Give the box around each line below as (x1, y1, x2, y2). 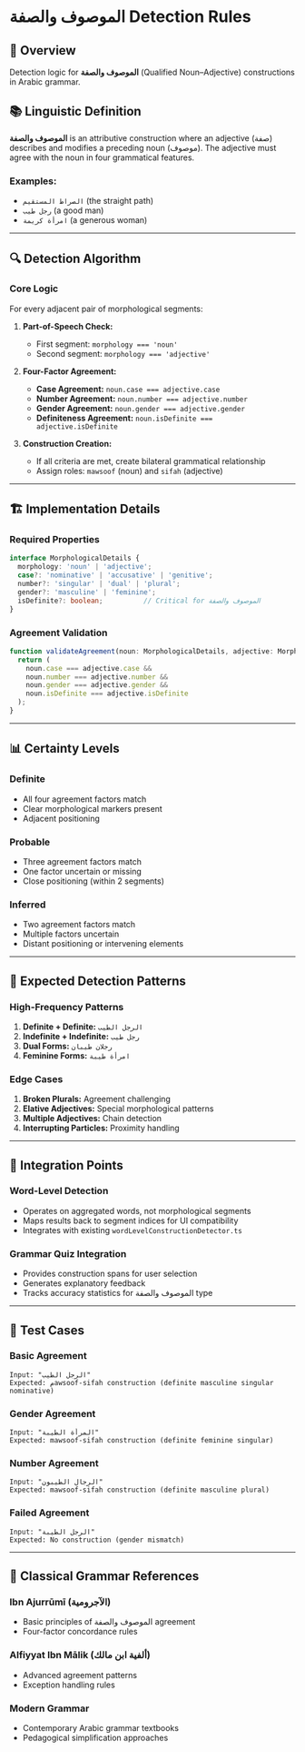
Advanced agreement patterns (22, 1669, 138, 1680)
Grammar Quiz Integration (9, 1247, 127, 1260)
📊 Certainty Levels (9, 741, 120, 756)
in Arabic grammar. (9, 76, 81, 87)
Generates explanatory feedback (22, 1278, 146, 1289)
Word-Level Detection (9, 1185, 109, 1198)
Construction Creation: (22, 438, 112, 449)
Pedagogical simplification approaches (22, 1732, 169, 1744)
